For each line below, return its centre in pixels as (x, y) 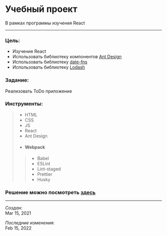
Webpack (35, 147)
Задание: (17, 80)
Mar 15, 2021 (18, 213)
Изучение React (29, 51)
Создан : (14, 208)
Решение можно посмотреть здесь (50, 192)
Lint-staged (49, 169)
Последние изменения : (30, 223)
